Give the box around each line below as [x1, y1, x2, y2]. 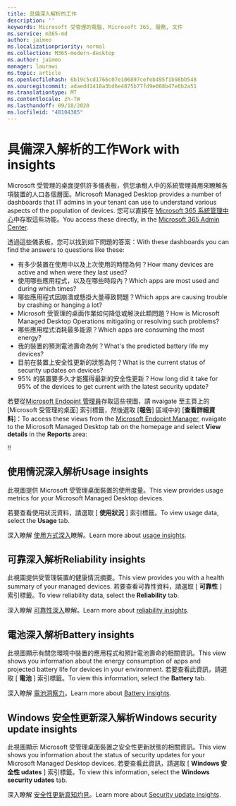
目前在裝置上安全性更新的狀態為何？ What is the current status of [17, 358, 206, 366]
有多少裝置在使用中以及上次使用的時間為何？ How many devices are [17, 260, 214, 268]
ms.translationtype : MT [7, 89, 77, 96]
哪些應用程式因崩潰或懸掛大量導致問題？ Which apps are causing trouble [17, 292, 228, 301]
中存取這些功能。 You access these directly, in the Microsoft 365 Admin [13, 215, 220, 223]
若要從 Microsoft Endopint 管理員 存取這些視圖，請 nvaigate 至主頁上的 [7, 397, 210, 405]
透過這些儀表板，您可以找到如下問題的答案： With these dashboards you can [7, 237, 229, 246]
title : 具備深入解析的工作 [7, 10, 77, 18]
